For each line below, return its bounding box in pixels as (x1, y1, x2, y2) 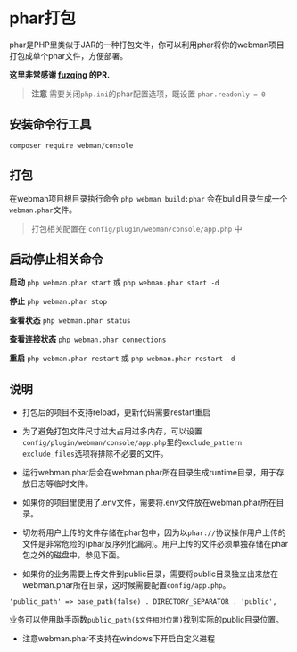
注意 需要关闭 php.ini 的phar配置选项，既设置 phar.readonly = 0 (30, 88, 266, 99)
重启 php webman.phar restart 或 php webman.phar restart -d (9, 353, 235, 364)
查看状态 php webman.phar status (9, 315, 131, 326)
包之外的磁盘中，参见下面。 (21, 549, 125, 560)
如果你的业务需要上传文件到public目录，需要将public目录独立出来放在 (21, 568, 279, 580)
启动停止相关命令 (9, 252, 103, 267)
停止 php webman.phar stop (9, 296, 108, 307)
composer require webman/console (9, 141, 134, 150)
